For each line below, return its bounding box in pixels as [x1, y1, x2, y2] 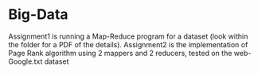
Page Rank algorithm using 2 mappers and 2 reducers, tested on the [8, 48, 233, 57]
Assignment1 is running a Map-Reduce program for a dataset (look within [8, 31, 248, 41]
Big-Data [8, 6, 69, 24]
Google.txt [8, 57, 43, 66]
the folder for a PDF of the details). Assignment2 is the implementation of [8, 39, 248, 49]
